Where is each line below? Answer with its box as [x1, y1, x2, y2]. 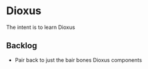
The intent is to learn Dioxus [6, 24, 76, 31]
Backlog [6, 41, 38, 51]
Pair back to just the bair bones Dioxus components [14, 56, 142, 63]
